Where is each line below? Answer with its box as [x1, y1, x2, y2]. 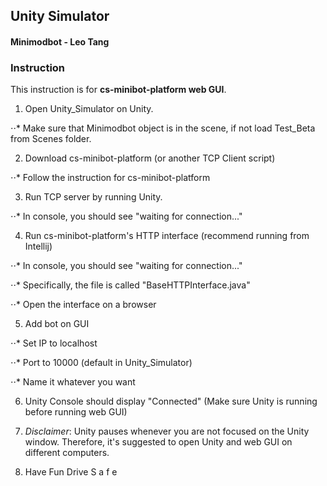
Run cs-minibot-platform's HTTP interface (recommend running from [24, 230, 310, 242]
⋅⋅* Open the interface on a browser [10, 299, 157, 311]
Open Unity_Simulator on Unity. [24, 103, 154, 115]
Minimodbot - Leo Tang [10, 35, 110, 48]
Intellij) [24, 240, 53, 253]
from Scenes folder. [10, 133, 92, 145]
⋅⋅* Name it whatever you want [10, 376, 136, 388]
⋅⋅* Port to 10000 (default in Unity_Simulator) [10, 357, 193, 369]
